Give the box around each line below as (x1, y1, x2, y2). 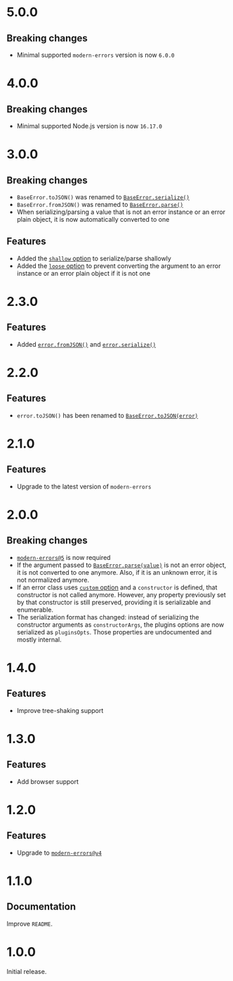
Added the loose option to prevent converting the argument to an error (16, 261, 221, 270)
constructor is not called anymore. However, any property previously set (16, 590, 226, 599)
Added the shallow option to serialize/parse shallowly (16, 254, 171, 262)
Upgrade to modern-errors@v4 (16, 848, 102, 857)
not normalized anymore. (16, 575, 89, 584)
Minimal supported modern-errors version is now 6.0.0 (16, 51, 175, 59)
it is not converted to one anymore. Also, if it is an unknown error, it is (16, 568, 218, 576)
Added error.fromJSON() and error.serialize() (16, 340, 157, 348)
